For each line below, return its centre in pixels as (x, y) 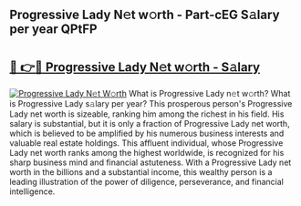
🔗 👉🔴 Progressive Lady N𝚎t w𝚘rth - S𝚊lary (135, 67)
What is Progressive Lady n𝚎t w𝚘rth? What (210, 93)
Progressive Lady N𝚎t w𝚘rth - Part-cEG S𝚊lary (145, 15)
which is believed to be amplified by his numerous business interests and (147, 133)
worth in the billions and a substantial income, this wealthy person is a (141, 172)
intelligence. (32, 191)
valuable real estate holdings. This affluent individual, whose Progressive (146, 143)
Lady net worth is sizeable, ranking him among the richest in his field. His (147, 114)
